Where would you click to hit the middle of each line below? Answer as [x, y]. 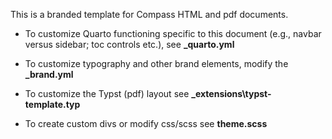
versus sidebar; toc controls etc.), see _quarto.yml [129, 44]
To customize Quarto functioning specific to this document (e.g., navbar [173, 33]
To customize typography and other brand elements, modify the [156, 63]
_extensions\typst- [231, 93]
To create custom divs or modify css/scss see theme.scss [146, 123]
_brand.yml [49, 74]
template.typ [52, 104]
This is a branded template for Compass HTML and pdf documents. [149, 14]
